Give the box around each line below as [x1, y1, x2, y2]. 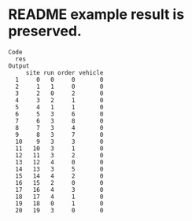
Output [8, 61, 30, 70]
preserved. [8, 22, 83, 40]
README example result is [8, 6, 185, 24]
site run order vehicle [25, 68, 104, 76]
